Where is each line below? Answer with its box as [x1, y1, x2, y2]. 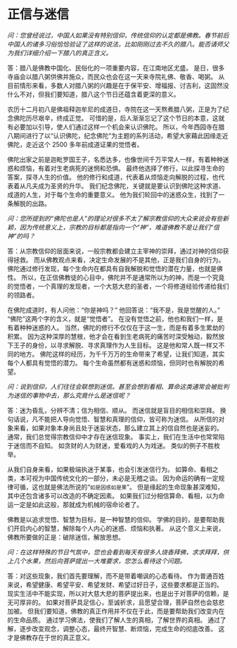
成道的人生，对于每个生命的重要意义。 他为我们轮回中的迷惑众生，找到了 [7, 190, 219, 199]
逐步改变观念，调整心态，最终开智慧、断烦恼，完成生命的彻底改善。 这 [19, 624, 225, 633]
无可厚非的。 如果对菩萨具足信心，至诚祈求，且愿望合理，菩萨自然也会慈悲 [7, 598, 225, 606]
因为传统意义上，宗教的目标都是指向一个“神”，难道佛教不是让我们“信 [19, 223, 220, 231]
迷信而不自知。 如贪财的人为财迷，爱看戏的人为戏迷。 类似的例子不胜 [13, 441, 214, 449]
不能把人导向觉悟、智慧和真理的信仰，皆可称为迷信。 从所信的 [37, 415, 219, 423]
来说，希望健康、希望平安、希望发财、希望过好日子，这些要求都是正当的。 [7, 580, 223, 589]
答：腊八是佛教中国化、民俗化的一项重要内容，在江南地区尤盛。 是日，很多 [7, 63, 225, 72]
